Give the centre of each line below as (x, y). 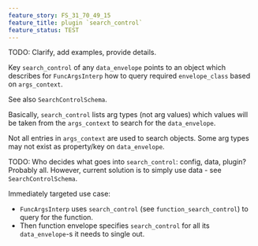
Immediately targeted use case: (59, 194)
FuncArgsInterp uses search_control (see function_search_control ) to (134, 209)
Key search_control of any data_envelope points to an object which (117, 68)
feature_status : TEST (44, 30)
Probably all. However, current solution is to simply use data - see (115, 171)
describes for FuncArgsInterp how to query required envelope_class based (129, 76)
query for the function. (56, 218)
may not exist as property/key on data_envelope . (86, 147)
